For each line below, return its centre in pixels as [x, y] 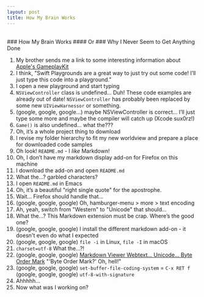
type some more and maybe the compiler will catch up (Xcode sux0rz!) [105, 118]
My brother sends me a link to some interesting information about [98, 60]
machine [27, 164]
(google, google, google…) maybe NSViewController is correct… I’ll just [105, 112]
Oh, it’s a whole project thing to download [68, 131]
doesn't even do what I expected [57, 235]
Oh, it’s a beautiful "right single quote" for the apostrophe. [89, 189]
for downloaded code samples [54, 144]
